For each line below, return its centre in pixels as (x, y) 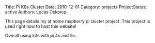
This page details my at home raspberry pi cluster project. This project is (77, 21)
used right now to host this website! (41, 26)
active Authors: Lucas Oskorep (36, 12)
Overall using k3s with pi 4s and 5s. (41, 36)
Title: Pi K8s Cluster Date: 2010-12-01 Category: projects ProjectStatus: (76, 7)
